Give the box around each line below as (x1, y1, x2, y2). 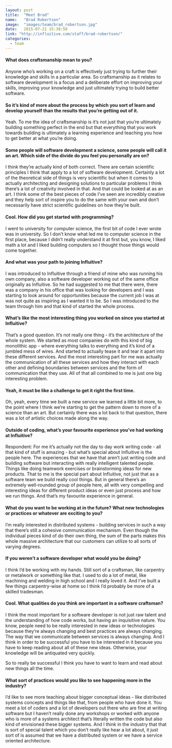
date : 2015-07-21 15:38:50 (5, 27, 68, 32)
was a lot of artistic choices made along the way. (5, 415, 109, 422)
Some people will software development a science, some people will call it (5, 147, 167, 153)
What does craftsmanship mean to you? (5, 57, 92, 63)
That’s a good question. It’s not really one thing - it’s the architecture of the (5, 332, 163, 338)
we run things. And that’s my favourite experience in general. (5, 493, 135, 499)
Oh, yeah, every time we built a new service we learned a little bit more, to (5, 399, 162, 405)
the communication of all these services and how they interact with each (5, 359, 159, 365)
